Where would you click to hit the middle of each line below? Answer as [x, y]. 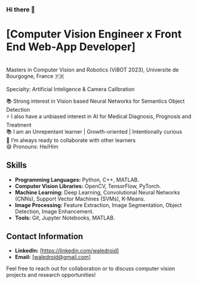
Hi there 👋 [21, 10]
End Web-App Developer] [71, 47]
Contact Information [45, 237]
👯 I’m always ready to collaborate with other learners [71, 140]
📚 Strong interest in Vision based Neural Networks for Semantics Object [96, 101]
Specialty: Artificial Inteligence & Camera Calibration [70, 89]
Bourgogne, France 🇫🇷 [35, 76]
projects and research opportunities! [51, 275]
